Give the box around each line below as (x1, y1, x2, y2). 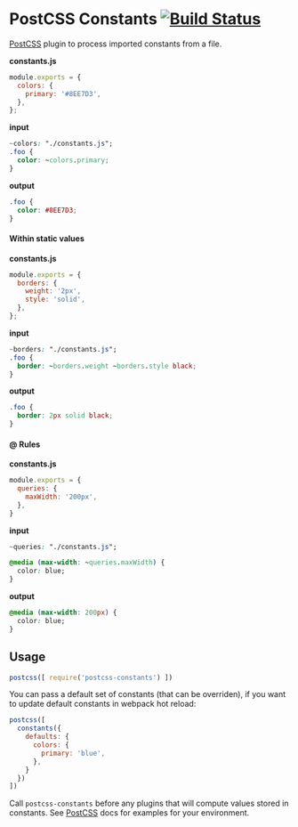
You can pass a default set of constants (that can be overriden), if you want (9, 689, 286, 700)
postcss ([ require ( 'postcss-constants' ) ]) (9, 673, 173, 682)
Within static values (9, 233, 85, 244)
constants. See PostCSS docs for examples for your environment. (9, 807, 250, 818)
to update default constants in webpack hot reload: (9, 699, 197, 709)
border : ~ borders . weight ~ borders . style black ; (17, 361, 197, 370)
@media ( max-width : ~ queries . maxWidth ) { (9, 558, 165, 567)
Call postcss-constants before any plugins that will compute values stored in (9, 798, 289, 809)
